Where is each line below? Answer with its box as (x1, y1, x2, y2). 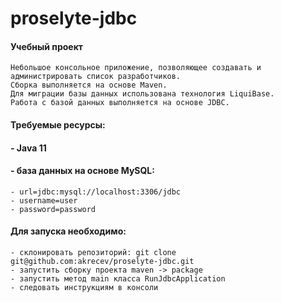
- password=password (10, 204, 97, 214)
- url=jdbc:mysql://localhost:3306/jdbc (10, 187, 182, 197)
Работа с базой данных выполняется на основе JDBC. (10, 98, 230, 108)
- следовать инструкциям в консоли (10, 282, 159, 292)
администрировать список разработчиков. (10, 72, 182, 82)
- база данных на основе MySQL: (10, 165, 155, 177)
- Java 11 (10, 142, 47, 154)
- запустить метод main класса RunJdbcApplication (10, 273, 226, 284)
